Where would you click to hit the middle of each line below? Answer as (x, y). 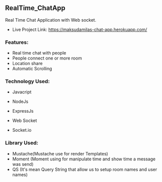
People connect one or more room (47, 58)
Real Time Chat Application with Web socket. (51, 20)
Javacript (22, 92)
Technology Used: (28, 82)
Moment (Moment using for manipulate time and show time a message (84, 159)
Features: (17, 42)
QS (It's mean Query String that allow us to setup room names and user (85, 169)
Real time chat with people (39, 53)
